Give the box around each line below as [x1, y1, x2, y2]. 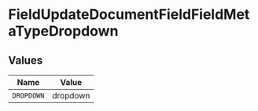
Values [8, 54, 43, 67]
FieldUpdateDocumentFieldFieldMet [8, 6, 250, 24]
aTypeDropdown [8, 22, 119, 40]
